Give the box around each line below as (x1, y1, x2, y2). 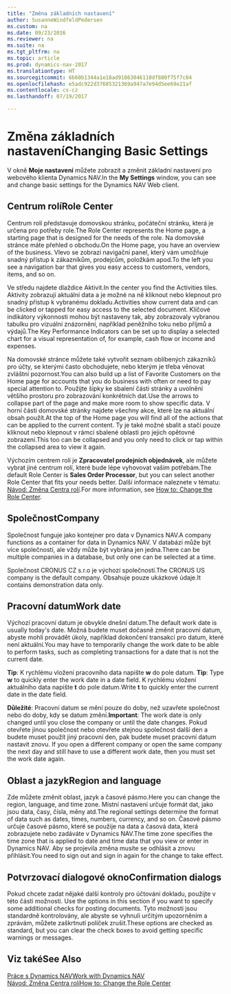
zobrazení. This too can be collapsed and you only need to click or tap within (7, 435, 223, 443)
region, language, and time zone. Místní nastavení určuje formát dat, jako (7, 800, 214, 808)
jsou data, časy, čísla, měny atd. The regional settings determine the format (7, 808, 219, 816)
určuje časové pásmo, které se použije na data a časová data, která (7, 822, 198, 830)
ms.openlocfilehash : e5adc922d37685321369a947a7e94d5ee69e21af (7, 80, 192, 87)
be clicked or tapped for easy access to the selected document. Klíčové (7, 305, 211, 313)
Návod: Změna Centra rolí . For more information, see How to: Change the (7, 485, 213, 494)
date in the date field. (7, 690, 67, 698)
